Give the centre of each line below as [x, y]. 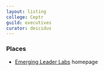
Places [16, 49]
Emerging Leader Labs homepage [56, 62]
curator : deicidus [29, 28]
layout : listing [26, 12]
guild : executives [29, 22]
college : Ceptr [25, 17]
